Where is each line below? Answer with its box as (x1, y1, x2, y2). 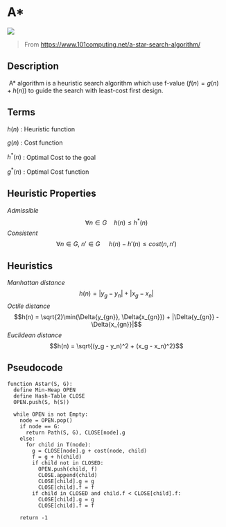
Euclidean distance (7, 331, 62, 339)
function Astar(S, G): (7, 380, 73, 387)
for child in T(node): (25, 441, 92, 448)
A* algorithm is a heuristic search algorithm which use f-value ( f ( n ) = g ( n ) (8, 79, 220, 87)
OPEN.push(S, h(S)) (13, 398, 70, 405)
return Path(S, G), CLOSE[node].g (25, 429, 126, 436)
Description (7, 60, 59, 72)
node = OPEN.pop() (19, 416, 73, 424)
